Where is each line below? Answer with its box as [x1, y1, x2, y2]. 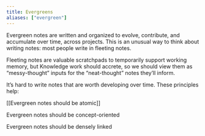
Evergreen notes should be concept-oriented [6, 111, 120, 118]
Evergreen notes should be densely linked [6, 123, 112, 130]
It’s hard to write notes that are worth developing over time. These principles [6, 81, 199, 88]
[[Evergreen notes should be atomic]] [6, 99, 101, 107]
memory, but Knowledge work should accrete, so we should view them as [6, 62, 193, 70]
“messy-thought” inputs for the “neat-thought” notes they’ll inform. [6, 69, 176, 76]
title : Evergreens [6, 9, 53, 15]
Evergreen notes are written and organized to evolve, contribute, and [6, 31, 181, 38]
